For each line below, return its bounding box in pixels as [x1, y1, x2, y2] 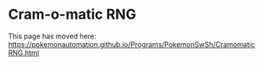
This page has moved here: [8, 31, 97, 41]
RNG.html [8, 48, 39, 57]
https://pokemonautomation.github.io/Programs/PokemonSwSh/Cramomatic [8, 39, 255, 49]
